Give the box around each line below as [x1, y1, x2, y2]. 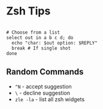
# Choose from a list [6, 29, 60, 36]
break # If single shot [11, 45, 71, 51]
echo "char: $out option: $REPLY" [11, 40, 98, 46]
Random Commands [6, 67, 84, 77]
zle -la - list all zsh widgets [14, 95, 85, 103]
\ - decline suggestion [14, 89, 71, 96]
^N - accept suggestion [14, 83, 72, 90]
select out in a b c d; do [6, 34, 74, 40]
